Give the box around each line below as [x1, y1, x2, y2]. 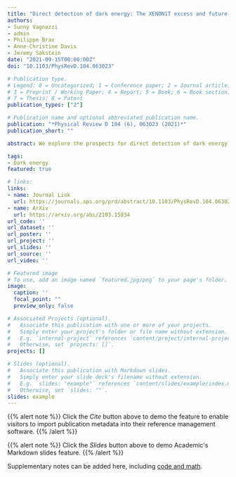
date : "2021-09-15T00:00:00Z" [7, 56, 96, 63]
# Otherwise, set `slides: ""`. [7, 386, 109, 394]
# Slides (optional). [7, 360, 71, 368]
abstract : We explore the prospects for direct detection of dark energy [7, 140, 228, 147]
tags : [7, 153, 23, 160]
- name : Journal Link [7, 191, 71, 198]
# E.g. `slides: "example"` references [7, 380, 131, 387]
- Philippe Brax [7, 37, 55, 44]
